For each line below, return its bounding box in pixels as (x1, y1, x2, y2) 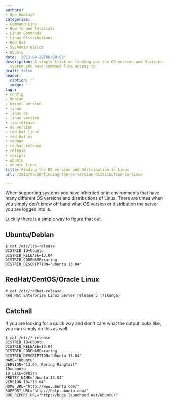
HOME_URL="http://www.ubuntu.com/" (5, 384, 80, 389)
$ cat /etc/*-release (5, 335, 51, 340)
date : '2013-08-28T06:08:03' (5, 54, 66, 60)
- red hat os (5, 134, 33, 139)
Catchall (5, 307, 32, 316)
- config (5, 92, 24, 97)
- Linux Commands (5, 31, 42, 36)
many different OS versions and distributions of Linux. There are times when (5, 195, 163, 201)
